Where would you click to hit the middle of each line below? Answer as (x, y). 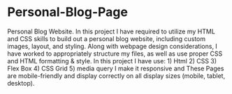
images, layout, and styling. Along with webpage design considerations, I (113, 46)
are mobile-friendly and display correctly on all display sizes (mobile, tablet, (116, 76)
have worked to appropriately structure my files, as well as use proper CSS (115, 54)
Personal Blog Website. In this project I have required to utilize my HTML (111, 31)
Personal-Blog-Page (67, 12)
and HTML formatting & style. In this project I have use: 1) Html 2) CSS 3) (112, 61)
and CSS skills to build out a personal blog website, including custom (107, 38)
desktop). (21, 83)
